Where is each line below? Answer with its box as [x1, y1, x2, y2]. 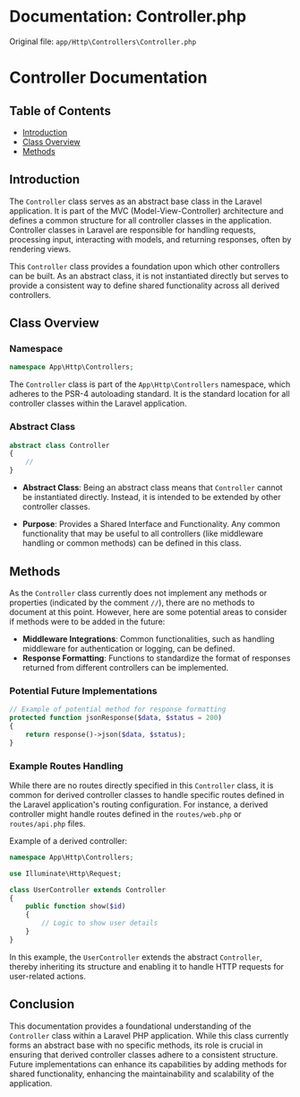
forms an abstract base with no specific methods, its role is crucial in [9, 1040, 263, 1050]
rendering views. [9, 243, 72, 254]
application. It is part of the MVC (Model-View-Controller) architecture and [9, 205, 284, 216]
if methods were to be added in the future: [9, 616, 166, 627]
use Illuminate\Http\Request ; [9, 869, 123, 878]
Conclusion [9, 996, 75, 1012]
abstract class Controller [9, 441, 110, 450]
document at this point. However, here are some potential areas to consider [9, 606, 287, 617]
